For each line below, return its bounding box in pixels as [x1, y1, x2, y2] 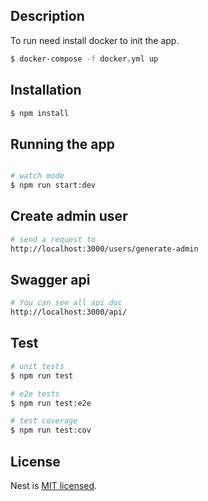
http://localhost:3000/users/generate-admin [10, 244, 199, 254]
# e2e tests [10, 389, 60, 399]
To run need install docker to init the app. [10, 34, 180, 46]
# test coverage [10, 416, 78, 426]
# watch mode [10, 171, 65, 181]
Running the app [10, 135, 115, 153]
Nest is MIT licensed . [10, 479, 98, 491]
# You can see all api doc [10, 298, 123, 308]
